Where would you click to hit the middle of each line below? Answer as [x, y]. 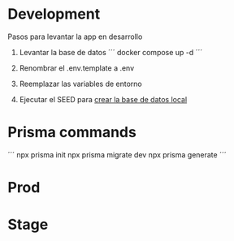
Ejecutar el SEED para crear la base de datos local [103, 99]
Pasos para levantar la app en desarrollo [75, 37]
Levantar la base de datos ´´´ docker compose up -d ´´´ [111, 52]
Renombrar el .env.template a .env [77, 68]
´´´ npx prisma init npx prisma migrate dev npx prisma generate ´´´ [117, 154]
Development [54, 14]
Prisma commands [72, 133]
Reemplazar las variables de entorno [81, 84]
